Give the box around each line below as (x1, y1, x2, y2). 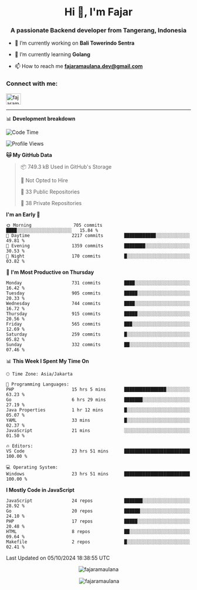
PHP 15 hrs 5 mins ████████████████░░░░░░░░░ (6, 386, 191, 393)
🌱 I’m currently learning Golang (14, 51, 91, 58)
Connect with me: (6, 79, 58, 88)
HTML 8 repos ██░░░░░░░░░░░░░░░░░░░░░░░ (6, 528, 191, 534)
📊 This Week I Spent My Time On (6, 357, 89, 364)
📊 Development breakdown (6, 115, 76, 122)
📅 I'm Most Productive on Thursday (6, 269, 94, 276)
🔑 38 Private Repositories (20, 199, 82, 206)
